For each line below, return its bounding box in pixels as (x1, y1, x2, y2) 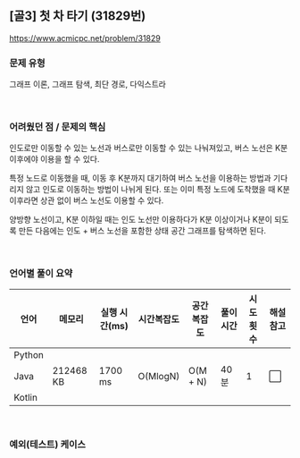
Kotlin (13, 391, 38, 403)
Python (13, 348, 45, 360)
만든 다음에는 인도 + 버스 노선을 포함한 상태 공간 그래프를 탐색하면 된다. (18, 225, 266, 236)
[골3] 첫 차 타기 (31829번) (9, 8, 146, 24)
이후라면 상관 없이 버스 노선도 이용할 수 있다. (9, 195, 164, 206)
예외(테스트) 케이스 (9, 437, 87, 450)
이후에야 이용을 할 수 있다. (9, 154, 100, 165)
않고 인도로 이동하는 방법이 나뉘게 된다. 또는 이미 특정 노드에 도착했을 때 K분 (25, 184, 290, 195)
